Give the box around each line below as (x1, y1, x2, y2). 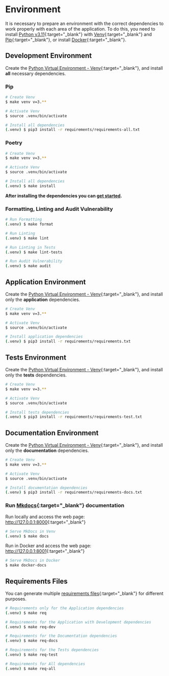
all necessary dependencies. (5, 70, 66, 76)
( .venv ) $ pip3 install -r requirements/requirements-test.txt (5, 414, 143, 420)
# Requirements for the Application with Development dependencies (5, 619, 152, 625)
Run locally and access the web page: (5, 513, 85, 520)
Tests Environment (5, 353, 67, 362)
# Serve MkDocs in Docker (5, 558, 60, 563)
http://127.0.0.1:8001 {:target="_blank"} (5, 548, 85, 554)
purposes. (5, 596, 27, 602)
